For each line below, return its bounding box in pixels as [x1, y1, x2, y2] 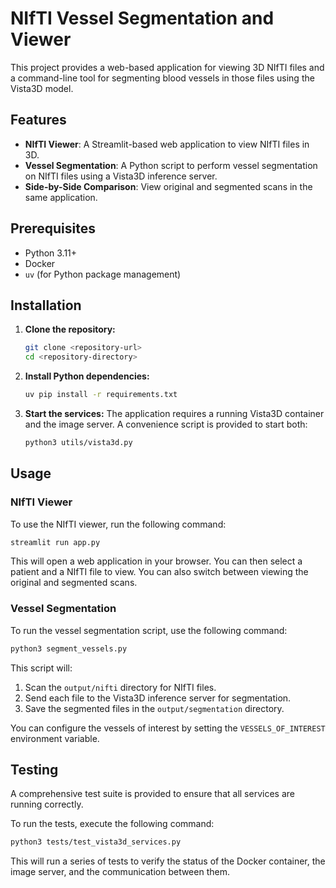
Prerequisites [10, 220, 96, 237]
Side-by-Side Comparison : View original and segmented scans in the [24, 180, 313, 192]
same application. [24, 191, 98, 203]
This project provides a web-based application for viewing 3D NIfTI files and [10, 61, 325, 73]
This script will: [10, 662, 73, 674]
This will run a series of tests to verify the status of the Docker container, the [10, 855, 326, 867]
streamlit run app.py [10, 537, 101, 547]
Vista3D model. [10, 82, 74, 94]
